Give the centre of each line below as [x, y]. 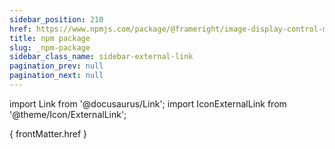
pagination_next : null [56, 76]
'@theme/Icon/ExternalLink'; [68, 114]
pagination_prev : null [56, 66]
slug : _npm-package [50, 47]
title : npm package [50, 38]
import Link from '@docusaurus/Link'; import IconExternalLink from [148, 103]
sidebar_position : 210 [56, 19]
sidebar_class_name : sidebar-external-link [101, 57]
